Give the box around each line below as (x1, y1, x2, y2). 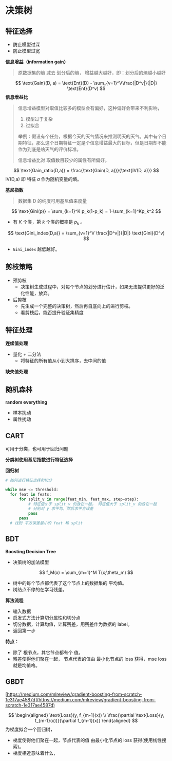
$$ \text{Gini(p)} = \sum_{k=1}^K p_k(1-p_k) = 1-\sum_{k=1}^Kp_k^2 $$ (11, 208, 161, 214)
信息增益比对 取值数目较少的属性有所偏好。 (17, 157, 109, 163)
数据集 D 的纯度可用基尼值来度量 (17, 198, 87, 204)
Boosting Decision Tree (5, 548, 56, 554)
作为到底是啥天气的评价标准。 (17, 146, 81, 152)
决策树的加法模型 (12, 559, 49, 565)
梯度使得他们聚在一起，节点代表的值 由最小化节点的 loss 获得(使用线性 (12, 737, 162, 743)
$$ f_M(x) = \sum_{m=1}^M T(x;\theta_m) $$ (39, 569, 133, 575)
